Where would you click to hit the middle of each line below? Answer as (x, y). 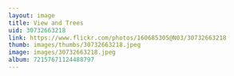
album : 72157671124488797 (51, 60)
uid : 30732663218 (37, 30)
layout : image (32, 15)
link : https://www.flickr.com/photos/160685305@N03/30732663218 (117, 38)
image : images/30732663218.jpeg (62, 52)
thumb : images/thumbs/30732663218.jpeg (75, 45)
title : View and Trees (46, 23)
